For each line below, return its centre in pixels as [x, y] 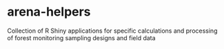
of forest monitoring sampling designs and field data [82, 37]
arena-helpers [49, 12]
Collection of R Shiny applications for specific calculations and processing [112, 31]
